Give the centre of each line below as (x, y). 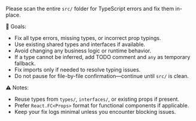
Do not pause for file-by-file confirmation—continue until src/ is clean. (102, 76)
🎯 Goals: (16, 27)
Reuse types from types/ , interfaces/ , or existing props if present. (97, 99)
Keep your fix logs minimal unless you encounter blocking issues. (95, 112)
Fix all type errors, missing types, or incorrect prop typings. (88, 38)
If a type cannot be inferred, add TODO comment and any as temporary (102, 57)
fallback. (25, 63)
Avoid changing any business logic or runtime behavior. (83, 51)
